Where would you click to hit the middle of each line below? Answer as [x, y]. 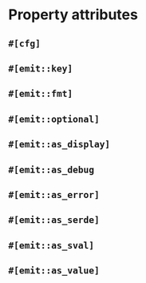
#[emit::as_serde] [54, 220]
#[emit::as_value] [54, 271]
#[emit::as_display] [59, 144]
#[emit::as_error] [54, 194]
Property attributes [73, 15]
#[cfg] [25, 43]
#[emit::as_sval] [51, 245]
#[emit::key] [41, 68]
